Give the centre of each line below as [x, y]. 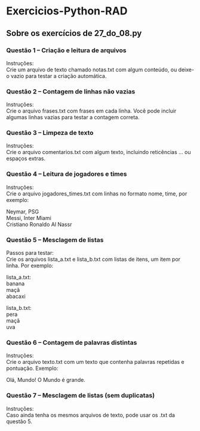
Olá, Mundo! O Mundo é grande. [46, 380]
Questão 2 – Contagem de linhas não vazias [71, 91]
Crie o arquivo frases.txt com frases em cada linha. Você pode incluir [91, 111]
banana [16, 284]
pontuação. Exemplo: [32, 368]
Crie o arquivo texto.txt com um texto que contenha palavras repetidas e [96, 362]
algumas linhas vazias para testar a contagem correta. [73, 117]
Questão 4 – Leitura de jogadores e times [67, 174]
